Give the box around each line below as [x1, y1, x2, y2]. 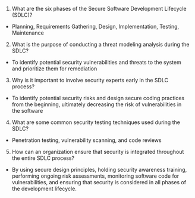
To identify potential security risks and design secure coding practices [11, 95, 185, 101]
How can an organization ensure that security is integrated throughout [11, 148, 184, 155]
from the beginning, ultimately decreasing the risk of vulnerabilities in [11, 101, 182, 108]
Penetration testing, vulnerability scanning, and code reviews [11, 137, 162, 144]
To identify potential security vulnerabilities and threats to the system [11, 59, 181, 66]
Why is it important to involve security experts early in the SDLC [11, 77, 168, 83]
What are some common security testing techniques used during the [11, 119, 180, 126]
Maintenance [11, 29, 45, 36]
